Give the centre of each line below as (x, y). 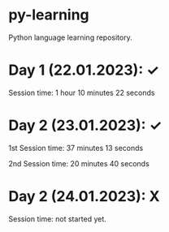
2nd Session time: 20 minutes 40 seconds (79, 163)
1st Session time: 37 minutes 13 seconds (76, 148)
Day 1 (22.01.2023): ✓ (84, 70)
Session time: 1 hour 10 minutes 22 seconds (82, 92)
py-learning (49, 15)
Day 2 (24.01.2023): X (84, 196)
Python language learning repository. (70, 37)
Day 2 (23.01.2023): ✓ (85, 125)
